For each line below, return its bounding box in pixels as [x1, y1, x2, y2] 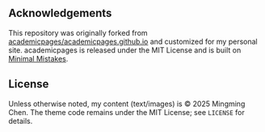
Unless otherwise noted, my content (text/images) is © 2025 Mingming [8, 99, 246, 109]
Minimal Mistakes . [8, 53, 69, 63]
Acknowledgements [8, 6, 112, 20]
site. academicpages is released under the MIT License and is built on [8, 45, 242, 55]
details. [8, 116, 33, 126]
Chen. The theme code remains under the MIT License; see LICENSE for [8, 107, 245, 117]
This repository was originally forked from [8, 28, 148, 37]
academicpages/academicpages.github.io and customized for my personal [8, 36, 258, 46]
